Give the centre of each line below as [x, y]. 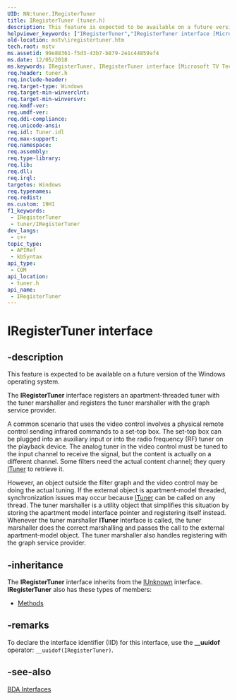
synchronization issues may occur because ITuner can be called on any [111, 498]
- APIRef [23, 250]
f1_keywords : [26, 211]
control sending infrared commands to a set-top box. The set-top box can [115, 432]
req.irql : [22, 178]
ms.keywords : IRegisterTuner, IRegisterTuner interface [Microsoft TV [113, 66]
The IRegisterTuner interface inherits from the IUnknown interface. [105, 582]
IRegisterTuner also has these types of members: [80, 590]
